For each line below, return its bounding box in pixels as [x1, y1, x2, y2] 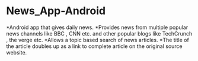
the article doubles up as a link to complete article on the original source [6, 43, 183, 50]
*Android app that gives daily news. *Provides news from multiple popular [6, 24, 189, 31]
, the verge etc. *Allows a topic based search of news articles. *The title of [6, 36, 190, 43]
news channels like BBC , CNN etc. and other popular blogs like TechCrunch [6, 30, 193, 37]
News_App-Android [6, 4, 106, 18]
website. [6, 49, 27, 56]
